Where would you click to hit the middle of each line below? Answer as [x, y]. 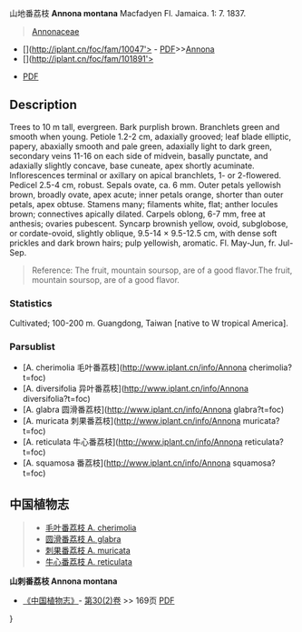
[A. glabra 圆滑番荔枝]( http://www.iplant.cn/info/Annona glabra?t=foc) [153, 410]
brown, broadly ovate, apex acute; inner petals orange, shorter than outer [146, 195]
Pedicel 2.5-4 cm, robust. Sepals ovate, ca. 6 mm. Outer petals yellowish [145, 185]
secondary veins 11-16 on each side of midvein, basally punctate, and [139, 155]
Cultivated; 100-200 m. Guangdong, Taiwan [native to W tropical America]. [149, 323]
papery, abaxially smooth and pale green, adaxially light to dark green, [141, 146]
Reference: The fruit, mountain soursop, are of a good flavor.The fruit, [162, 270]
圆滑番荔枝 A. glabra [83, 539]
